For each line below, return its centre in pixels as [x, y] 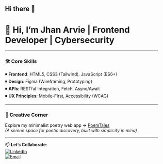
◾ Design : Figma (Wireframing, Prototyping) [49, 81]
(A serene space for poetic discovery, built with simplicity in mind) [71, 130]
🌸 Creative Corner [27, 115]
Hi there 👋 [20, 9]
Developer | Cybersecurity [60, 40]
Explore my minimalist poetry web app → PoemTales [57, 125]
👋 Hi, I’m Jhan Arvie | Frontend [67, 30]
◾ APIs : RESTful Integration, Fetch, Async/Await [53, 89]
